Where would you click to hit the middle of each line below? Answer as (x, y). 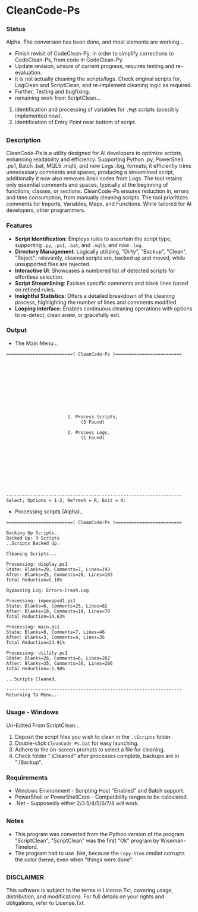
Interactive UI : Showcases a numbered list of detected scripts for (95, 270)
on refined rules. (35, 289)
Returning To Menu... (33, 695)
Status (16, 29)
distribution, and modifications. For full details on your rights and (85, 896)
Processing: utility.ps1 (37, 653)
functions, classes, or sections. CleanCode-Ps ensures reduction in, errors (98, 191)
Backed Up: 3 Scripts (33, 538)
